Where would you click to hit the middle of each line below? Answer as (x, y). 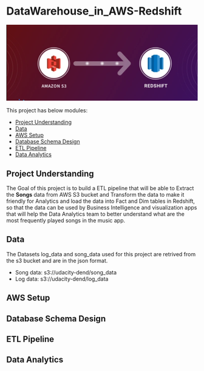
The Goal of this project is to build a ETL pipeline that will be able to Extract (100, 188)
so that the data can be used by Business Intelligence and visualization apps (102, 208)
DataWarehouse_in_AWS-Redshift (94, 11)
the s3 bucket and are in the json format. (57, 260)
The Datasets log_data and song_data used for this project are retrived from (101, 254)
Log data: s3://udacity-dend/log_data (62, 279)
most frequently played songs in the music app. (66, 220)
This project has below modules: (47, 111)
